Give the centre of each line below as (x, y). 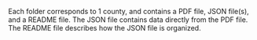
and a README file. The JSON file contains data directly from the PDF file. (128, 20)
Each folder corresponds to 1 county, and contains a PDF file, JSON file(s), (128, 11)
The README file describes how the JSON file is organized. (105, 28)
